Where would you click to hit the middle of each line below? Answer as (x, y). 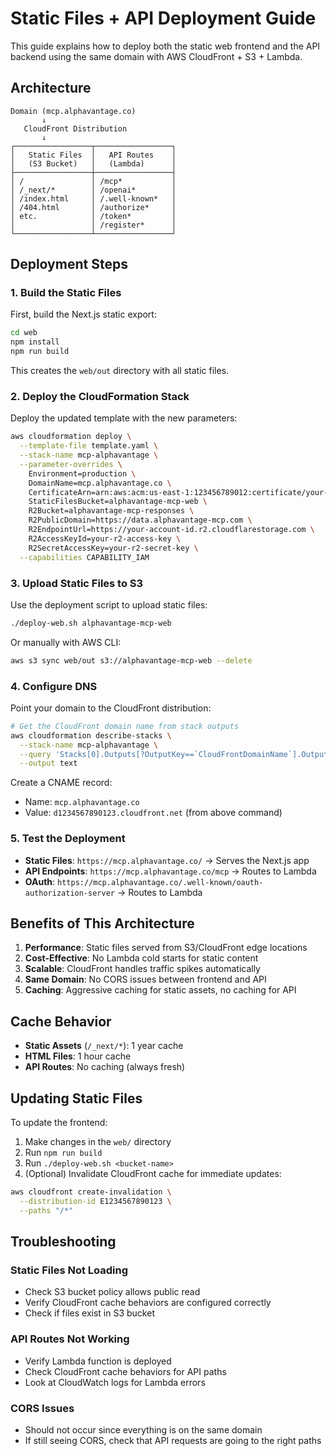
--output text (48, 763)
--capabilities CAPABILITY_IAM (84, 557)
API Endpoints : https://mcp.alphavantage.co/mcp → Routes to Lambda (170, 871)
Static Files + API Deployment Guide (163, 18)
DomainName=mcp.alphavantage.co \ (100, 483)
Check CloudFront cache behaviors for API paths (125, 1371)
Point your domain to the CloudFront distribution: (111, 708)
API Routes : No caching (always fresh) (105, 1067)
